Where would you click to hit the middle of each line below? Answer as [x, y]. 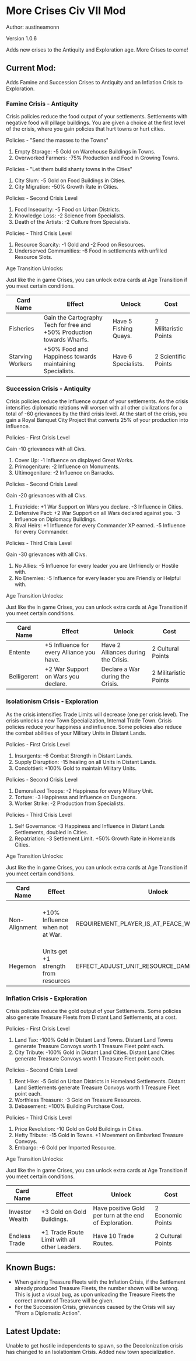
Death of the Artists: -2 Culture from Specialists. [72, 222]
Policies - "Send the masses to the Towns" [57, 140]
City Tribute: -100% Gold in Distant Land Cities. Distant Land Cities [94, 1052]
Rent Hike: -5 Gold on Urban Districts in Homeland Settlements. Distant [100, 1081]
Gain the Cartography [73, 318]
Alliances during [123, 653]
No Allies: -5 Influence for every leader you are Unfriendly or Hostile [97, 566]
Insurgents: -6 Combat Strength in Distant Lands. [73, 755]
